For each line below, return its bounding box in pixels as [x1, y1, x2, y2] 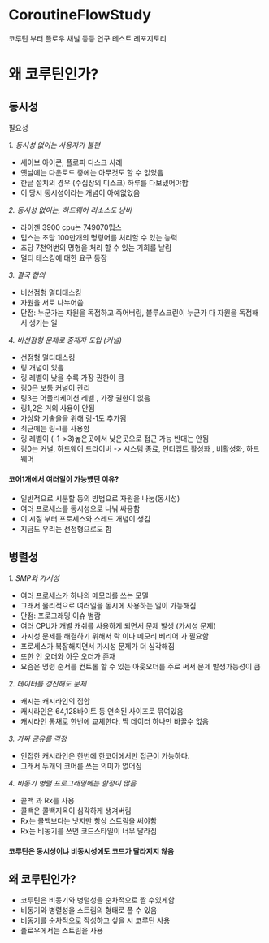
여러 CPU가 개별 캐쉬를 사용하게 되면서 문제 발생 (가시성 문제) [20, 621, 217, 630]
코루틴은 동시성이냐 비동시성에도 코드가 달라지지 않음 [8, 846, 175, 856]
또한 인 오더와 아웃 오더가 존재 [20, 651, 116, 661]
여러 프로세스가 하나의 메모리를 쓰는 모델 [20, 590, 149, 600]
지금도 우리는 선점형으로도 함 [20, 524, 112, 534]
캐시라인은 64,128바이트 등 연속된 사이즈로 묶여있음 [20, 706, 184, 716]
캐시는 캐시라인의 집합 [20, 696, 91, 706]
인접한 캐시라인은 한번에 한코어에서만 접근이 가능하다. [20, 751, 190, 760]
